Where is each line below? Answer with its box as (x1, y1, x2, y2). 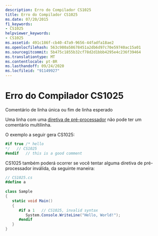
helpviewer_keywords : (5, 31, 51, 36)
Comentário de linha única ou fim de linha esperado (5, 106, 113, 112)
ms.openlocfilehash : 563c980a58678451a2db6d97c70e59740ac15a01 (5, 45, 141, 50)
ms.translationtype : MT (5, 54, 56, 60)
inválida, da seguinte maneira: (32, 165, 95, 171)
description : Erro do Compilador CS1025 (5, 7, 92, 13)
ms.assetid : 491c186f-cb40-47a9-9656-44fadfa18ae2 (5, 40, 114, 45)
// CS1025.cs (5, 175, 33, 180)
